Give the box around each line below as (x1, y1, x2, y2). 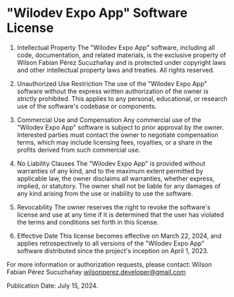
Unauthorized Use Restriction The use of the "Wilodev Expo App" (16, 79, 207, 87)
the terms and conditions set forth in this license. (16, 217, 159, 226)
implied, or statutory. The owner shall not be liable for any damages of (16, 181, 221, 190)
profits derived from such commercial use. (16, 145, 141, 154)
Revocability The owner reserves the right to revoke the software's (16, 202, 211, 211)
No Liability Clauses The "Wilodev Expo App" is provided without (16, 159, 206, 167)
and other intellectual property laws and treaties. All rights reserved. (16, 66, 215, 74)
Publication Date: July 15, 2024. (6, 281, 99, 290)
